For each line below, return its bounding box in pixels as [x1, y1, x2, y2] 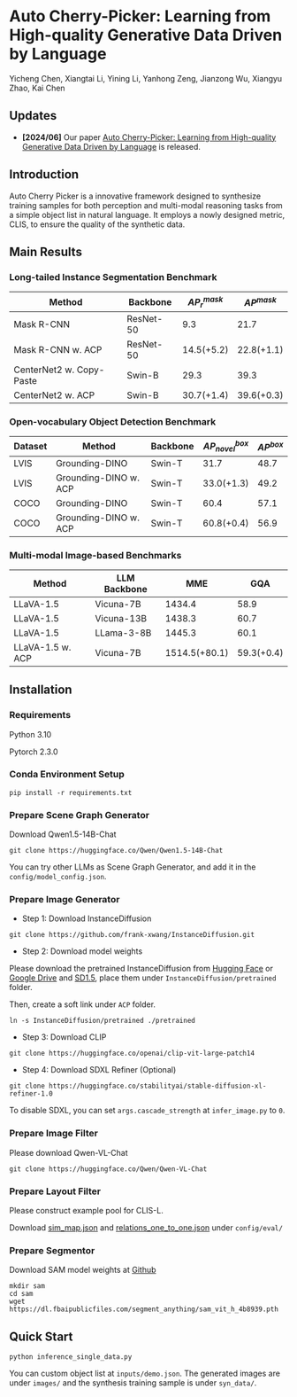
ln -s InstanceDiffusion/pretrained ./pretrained [9, 1017, 196, 1026]
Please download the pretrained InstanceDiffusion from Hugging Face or [9, 964, 274, 974]
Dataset [13, 441, 48, 453]
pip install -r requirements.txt [9, 788, 133, 797]
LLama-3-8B [95, 627, 152, 639]
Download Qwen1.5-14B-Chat [9, 829, 117, 839]
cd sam [9, 1290, 34, 1299]
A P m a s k [244, 294, 277, 309]
